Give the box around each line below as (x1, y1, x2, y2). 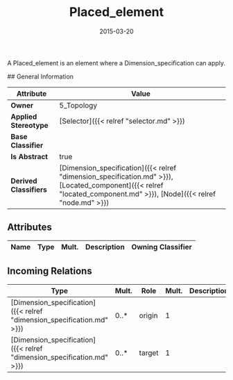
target (139, 348, 159, 358)
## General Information (7, 72, 74, 81)
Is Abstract (10, 151, 49, 161)
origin (139, 311, 158, 320)
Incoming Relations (7, 265, 92, 277)
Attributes (7, 222, 52, 233)
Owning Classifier (131, 242, 192, 251)
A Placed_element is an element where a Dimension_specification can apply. (7, 58, 226, 67)
